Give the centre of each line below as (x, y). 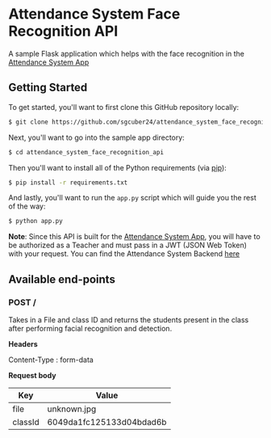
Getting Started (48, 88)
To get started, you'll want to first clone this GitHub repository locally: (124, 107)
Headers (23, 343)
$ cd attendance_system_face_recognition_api (86, 152)
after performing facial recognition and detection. (90, 328)
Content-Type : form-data (51, 360)
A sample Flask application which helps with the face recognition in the (126, 53)
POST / (22, 302)
